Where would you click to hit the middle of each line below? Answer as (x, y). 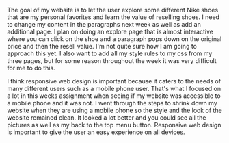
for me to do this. (31, 68)
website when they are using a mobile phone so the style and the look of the (114, 110)
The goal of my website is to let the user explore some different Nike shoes (113, 10)
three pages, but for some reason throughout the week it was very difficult (112, 61)
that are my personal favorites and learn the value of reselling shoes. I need (113, 17)
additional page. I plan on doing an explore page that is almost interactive (110, 31)
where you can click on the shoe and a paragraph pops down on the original (114, 39)
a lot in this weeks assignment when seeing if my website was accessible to (114, 96)
